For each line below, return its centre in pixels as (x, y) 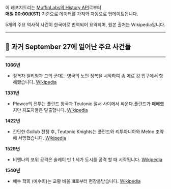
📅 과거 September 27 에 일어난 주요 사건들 (68, 47)
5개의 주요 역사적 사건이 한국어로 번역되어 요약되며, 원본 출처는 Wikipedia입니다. (85, 25)
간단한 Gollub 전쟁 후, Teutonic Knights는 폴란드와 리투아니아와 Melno (83, 132)
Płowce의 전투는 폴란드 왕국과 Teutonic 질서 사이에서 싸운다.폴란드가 (82, 104)
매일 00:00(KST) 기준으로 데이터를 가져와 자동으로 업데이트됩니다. (72, 14)
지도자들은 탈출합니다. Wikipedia (55, 110)
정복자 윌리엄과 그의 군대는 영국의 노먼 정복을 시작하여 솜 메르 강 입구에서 (85, 76)
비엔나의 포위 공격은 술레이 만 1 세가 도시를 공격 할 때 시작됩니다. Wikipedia (88, 160)
